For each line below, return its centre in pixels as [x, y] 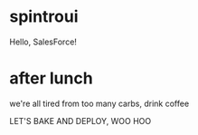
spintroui [44, 17]
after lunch [51, 78]
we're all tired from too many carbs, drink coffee [99, 103]
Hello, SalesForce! [43, 42]
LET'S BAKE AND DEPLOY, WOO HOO [80, 121]
